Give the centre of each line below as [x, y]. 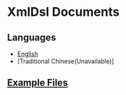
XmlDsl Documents [63, 12]
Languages [32, 38]
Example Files [38, 83]
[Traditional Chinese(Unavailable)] [65, 61]
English [28, 54]
